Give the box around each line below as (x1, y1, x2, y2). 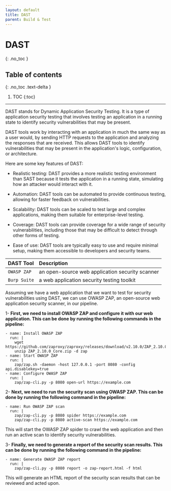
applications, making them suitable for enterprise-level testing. (12, 212, 144, 218)
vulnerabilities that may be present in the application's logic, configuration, (5, 146, 162, 152)
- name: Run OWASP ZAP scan (5, 404, 65, 410)
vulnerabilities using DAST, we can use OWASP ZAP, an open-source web (5, 295, 160, 301)
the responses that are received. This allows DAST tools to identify (5, 140, 145, 146)
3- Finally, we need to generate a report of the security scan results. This (5, 442, 163, 448)
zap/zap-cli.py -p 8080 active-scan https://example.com (14, 418, 138, 423)
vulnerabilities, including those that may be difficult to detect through (12, 227, 158, 233)
